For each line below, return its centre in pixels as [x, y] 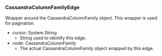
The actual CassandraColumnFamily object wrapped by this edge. [87, 49]
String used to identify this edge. [53, 38]
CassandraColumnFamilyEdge [42, 7]
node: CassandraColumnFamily [44, 43]
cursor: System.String [34, 33]
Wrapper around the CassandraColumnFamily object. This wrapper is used [81, 18]
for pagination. [20, 23]
